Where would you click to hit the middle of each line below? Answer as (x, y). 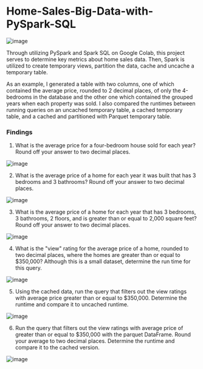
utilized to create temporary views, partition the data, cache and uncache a (100, 66)
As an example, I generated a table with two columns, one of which (90, 84)
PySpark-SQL (41, 24)
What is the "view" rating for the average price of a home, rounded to (102, 248)
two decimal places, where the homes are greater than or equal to (98, 255)
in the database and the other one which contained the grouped (113, 97)
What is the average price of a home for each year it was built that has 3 (105, 175)
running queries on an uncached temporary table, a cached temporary (95, 110)
